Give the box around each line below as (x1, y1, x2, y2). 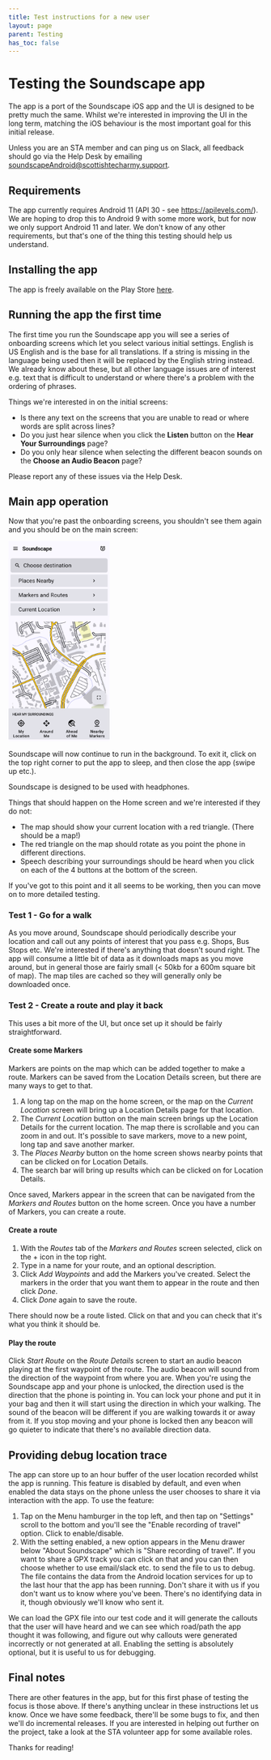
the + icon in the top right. (19, 1252, 108, 1262)
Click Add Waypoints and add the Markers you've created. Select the (19, 1269, 251, 1279)
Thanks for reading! (8, 1742, 74, 1752)
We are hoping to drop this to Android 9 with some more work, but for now (8, 214, 256, 223)
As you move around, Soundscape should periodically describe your (8, 928, 237, 938)
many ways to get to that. (8, 1080, 93, 1090)
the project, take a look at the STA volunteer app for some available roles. (8, 1727, 253, 1737)
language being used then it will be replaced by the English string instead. (8, 355, 255, 365)
